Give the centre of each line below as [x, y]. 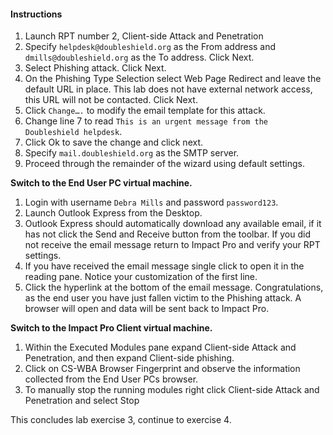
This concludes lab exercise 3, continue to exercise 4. [121, 420]
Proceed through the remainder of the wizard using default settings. [164, 164]
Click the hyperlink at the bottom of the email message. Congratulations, [174, 287]
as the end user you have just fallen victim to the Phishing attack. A [163, 298]
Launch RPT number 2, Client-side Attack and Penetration [144, 36]
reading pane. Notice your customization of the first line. [141, 277]
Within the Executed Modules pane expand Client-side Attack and [160, 347]
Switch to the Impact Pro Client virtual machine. [111, 328]
